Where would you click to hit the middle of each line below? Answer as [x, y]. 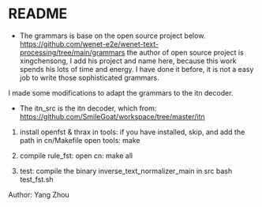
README [38, 14]
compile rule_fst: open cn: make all [76, 156]
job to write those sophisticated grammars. [89, 77]
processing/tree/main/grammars [72, 52]
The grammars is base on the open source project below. [112, 36]
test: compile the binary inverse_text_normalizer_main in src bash [126, 171]
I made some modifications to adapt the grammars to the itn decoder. [121, 92]
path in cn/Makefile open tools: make [80, 140]
